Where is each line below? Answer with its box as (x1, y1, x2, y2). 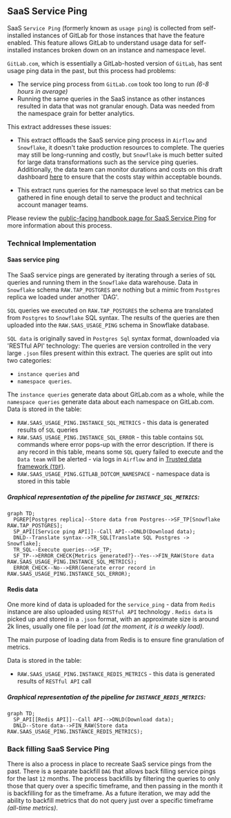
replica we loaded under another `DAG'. (7, 292, 119, 301)
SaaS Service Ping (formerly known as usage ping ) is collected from (7, 23, 202, 32)
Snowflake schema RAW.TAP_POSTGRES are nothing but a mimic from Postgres (7, 286, 221, 294)
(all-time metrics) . (7, 804, 59, 812)
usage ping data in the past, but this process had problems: (7, 66, 177, 74)
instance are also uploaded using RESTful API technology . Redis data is (7, 608, 213, 616)
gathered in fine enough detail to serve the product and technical (17, 193, 202, 201)
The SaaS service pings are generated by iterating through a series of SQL (7, 270, 217, 279)
